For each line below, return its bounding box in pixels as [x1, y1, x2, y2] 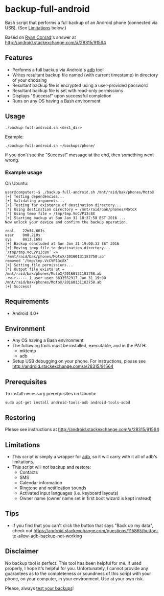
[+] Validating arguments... [5, 198, 65, 203]
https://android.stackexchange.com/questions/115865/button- [33, 527, 159, 533]
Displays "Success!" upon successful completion [12, 93, 112, 98]
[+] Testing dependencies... [5, 194, 65, 199]
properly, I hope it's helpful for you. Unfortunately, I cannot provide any [5, 565, 148, 571]
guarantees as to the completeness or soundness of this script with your [5, 571, 151, 576]
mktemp [19, 348, 36, 354]
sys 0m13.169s [5, 237, 43, 242]
